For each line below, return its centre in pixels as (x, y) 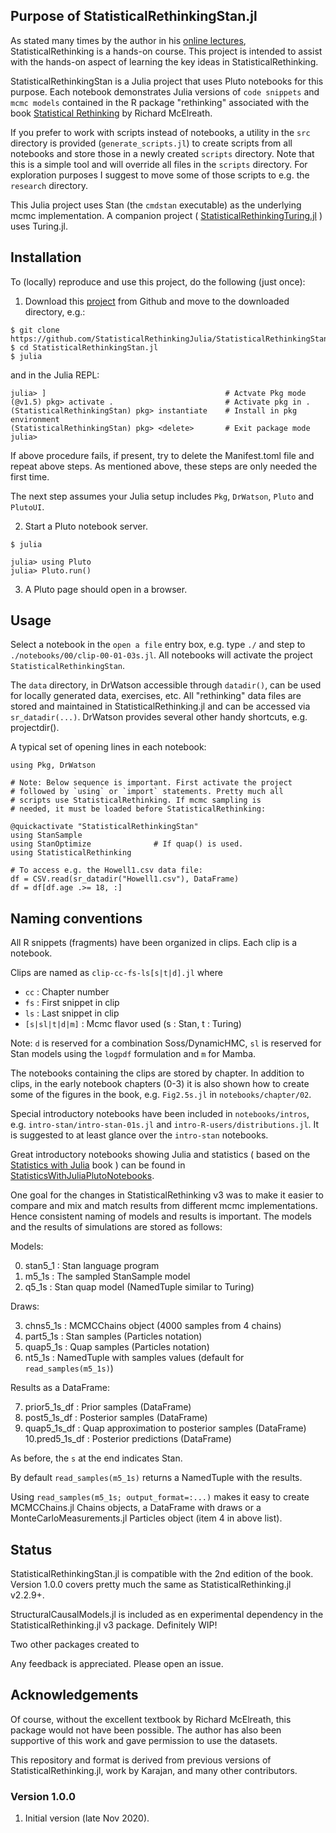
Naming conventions (76, 918)
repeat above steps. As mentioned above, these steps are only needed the (164, 466)
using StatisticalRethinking (71, 853)
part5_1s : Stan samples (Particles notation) (113, 1336)
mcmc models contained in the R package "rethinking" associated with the (160, 102)
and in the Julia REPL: (55, 375)
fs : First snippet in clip (72, 1003)
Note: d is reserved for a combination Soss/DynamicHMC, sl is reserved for (166, 1043)
